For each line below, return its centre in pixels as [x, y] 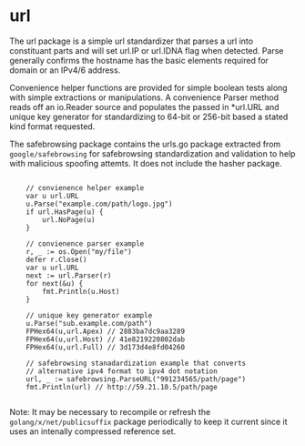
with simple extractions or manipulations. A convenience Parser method [144, 97]
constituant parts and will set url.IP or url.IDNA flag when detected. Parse [147, 50]
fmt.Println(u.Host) [81, 291]
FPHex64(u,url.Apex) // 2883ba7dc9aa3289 [105, 331]
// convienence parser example [85, 243]
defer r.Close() [57, 259]
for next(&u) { [55, 283]
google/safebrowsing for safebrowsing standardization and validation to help [152, 153]
